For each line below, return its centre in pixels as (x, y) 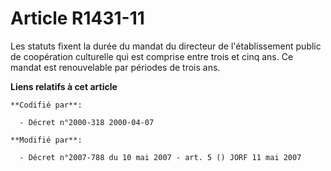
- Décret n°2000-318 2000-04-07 (87, 122)
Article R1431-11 (77, 18)
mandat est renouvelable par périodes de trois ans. (115, 67)
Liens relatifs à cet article (64, 86)
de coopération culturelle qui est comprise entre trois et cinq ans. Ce (152, 56)
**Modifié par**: (46, 140)
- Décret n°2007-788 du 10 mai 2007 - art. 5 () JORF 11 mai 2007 (160, 157)
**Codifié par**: (46, 105)
